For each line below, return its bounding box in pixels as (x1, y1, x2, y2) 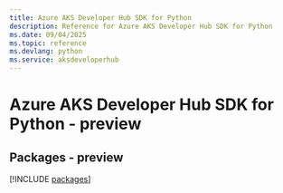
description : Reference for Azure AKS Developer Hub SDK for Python (9, 22, 273, 31)
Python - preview (9, 114, 142, 134)
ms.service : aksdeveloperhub (9, 55, 119, 64)
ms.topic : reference (9, 38, 88, 48)
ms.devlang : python (9, 47, 83, 56)
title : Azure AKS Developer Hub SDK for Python (9, 13, 193, 23)
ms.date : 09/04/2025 (9, 30, 88, 39)
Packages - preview (9, 150, 124, 165)
